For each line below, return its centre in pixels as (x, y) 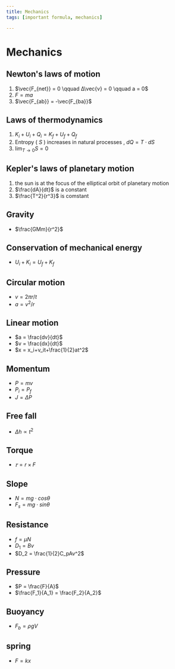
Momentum (28, 369)
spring (18, 646)
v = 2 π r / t (26, 297)
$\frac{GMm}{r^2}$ (39, 229)
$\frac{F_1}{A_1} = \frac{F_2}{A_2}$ (58, 593)
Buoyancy (25, 611)
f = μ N (23, 539)
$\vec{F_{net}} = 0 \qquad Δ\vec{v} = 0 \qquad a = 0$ (82, 88)
